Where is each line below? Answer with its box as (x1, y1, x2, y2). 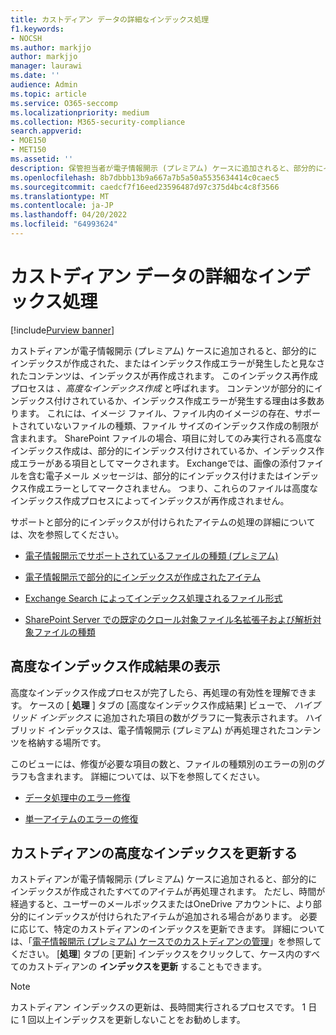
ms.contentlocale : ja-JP (10, 201, 114, 211)
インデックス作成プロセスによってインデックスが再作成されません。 (10, 494, 290, 506)
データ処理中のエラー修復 (24, 791, 131, 803)
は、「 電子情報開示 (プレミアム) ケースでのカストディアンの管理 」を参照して (10, 936, 322, 948)
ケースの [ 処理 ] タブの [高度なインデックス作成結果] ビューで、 (29, 699, 293, 711)
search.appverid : (10, 126, 83, 136)
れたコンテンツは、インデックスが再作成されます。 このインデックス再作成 (10, 369, 318, 381)
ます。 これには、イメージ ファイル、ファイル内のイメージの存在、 (18, 407, 295, 419)
